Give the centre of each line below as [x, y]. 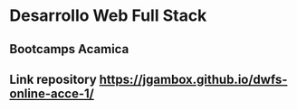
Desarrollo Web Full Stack [108, 16]
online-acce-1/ [52, 93]
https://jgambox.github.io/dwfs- [193, 79]
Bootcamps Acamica [69, 49]
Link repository [53, 79]
